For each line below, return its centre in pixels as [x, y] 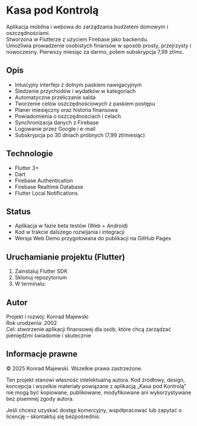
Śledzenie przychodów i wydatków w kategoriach [75, 91]
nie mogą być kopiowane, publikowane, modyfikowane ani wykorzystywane [99, 392]
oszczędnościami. [28, 33]
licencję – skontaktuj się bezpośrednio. [53, 416]
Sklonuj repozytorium [41, 277]
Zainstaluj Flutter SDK [41, 271]
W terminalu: [30, 284]
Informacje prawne [42, 354]
